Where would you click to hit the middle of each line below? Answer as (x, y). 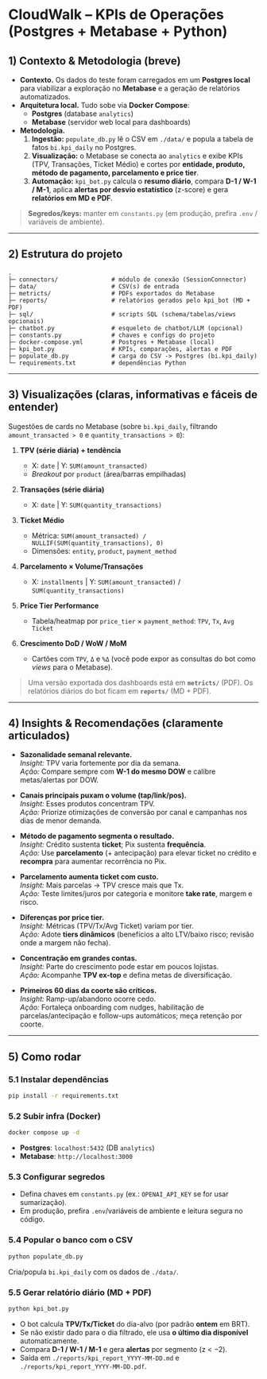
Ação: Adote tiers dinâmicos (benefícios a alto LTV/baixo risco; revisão (137, 934)
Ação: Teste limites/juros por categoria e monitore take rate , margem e (136, 894)
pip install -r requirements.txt (64, 1096)
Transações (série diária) (62, 489)
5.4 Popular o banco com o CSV (71, 1240)
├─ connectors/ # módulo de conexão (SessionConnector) (128, 280)
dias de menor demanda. (60, 821)
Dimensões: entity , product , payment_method (104, 550)
